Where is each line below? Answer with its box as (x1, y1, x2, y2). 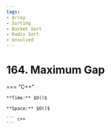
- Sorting (6, 20, 32, 26)
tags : (6, 8, 20, 15)
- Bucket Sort (6, 25, 42, 32)
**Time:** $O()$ (6, 94, 47, 101)
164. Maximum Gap (6, 63, 105, 77)
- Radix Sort (6, 31, 39, 38)
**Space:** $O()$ (6, 105, 50, 111)
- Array (6, 15, 26, 21)
